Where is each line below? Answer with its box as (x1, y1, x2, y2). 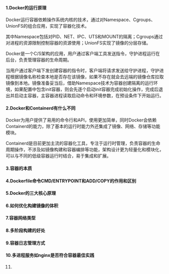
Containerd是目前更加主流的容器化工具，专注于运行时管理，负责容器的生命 (6, 141, 160, 147)
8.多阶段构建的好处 (6, 227, 46, 233)
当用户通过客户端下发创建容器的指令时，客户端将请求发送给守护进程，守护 (6, 68, 159, 74)
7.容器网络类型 (6, 215, 36, 221)
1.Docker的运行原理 (6, 5, 47, 11)
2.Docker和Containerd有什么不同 (6, 105, 76, 111)
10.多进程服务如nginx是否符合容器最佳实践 (6, 252, 94, 258)
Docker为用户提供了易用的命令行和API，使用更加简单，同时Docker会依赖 (6, 117, 157, 123)
